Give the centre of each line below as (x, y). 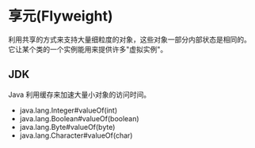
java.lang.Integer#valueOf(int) (69, 110)
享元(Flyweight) (61, 16)
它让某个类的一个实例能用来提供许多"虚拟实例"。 (88, 49)
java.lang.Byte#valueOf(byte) (67, 127)
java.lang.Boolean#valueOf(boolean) (80, 118)
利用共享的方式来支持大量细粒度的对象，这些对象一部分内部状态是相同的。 (129, 39)
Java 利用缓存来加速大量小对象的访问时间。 (80, 94)
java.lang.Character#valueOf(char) (76, 135)
